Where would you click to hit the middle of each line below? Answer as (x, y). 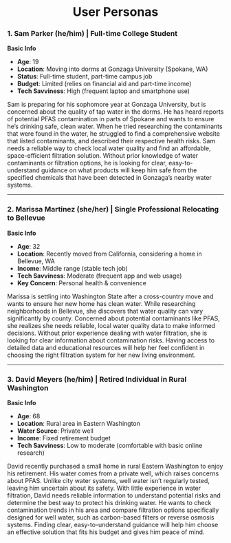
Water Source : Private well (55, 431)
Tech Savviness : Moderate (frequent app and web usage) (99, 276)
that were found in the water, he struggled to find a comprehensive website (113, 134)
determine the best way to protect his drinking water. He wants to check (109, 503)
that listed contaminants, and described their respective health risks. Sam (111, 141)
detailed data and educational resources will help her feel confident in (106, 347)
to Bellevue (26, 218)
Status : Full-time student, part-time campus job (85, 76)
